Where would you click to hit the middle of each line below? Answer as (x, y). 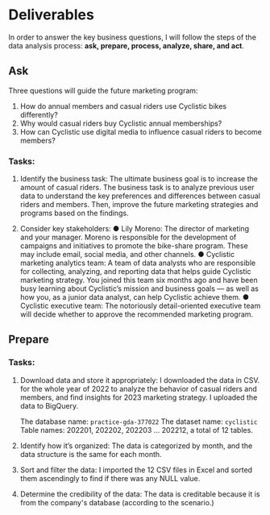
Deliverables (51, 15)
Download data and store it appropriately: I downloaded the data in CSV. (140, 380)
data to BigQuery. (49, 405)
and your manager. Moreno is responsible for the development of (128, 237)
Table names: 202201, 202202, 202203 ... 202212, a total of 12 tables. (137, 430)
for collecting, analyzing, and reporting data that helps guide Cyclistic (135, 272)
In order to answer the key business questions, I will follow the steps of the (132, 37)
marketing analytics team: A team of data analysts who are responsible (138, 263)
